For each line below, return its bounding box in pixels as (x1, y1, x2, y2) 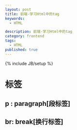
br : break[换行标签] (5, 117, 63, 126)
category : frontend (5, 34, 45, 39)
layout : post (5, 7, 31, 12)
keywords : (5, 16, 25, 21)
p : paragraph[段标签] (5, 100, 71, 108)
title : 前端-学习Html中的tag (5, 12, 60, 16)
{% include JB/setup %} (5, 60, 53, 66)
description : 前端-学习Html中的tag (5, 29, 73, 34)
